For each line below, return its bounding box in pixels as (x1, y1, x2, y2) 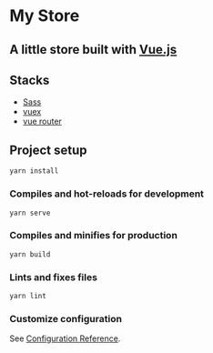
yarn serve (9, 208, 51, 217)
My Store (9, 5, 80, 26)
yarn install (9, 166, 59, 176)
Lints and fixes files (9, 270, 98, 283)
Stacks (9, 72, 50, 87)
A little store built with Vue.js (9, 42, 177, 57)
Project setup (9, 142, 88, 157)
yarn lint (9, 292, 47, 301)
